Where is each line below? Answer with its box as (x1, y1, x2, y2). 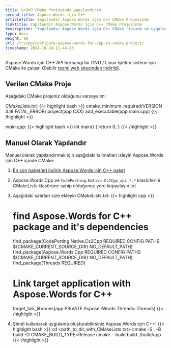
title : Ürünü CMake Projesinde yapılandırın (5, 7, 101, 13)
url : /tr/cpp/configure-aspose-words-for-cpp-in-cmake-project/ (5, 41, 145, 46)
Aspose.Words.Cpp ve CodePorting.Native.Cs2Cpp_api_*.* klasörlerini (12, 177, 160, 184)
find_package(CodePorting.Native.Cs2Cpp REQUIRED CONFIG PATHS (12, 238, 160, 244)
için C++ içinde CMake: (5, 158, 54, 164)
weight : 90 (5, 36, 28, 41)
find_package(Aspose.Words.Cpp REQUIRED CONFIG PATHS (12, 249, 141, 255)
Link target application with (12, 278, 131, 289)
